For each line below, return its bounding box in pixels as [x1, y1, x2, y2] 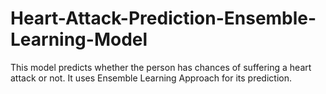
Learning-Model [10, 28, 148, 51]
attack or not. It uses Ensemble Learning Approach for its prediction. [10, 72, 293, 84]
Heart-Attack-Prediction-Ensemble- [10, 7, 317, 30]
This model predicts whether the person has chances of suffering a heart [10, 61, 312, 73]
